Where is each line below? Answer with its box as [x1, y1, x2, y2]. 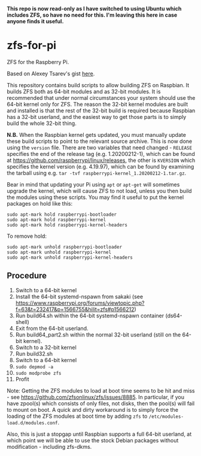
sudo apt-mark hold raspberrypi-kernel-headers [7, 222, 128, 228]
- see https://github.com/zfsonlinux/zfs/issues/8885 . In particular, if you [7, 393, 185, 400]
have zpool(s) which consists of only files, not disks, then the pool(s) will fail [7, 400, 195, 407]
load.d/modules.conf [7, 420, 59, 426]
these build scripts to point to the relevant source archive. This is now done [7, 137, 193, 145]
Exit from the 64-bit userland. [15, 325, 89, 332]
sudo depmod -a [15, 364, 54, 370]
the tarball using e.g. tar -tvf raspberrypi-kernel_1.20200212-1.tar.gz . [7, 169, 187, 176]
